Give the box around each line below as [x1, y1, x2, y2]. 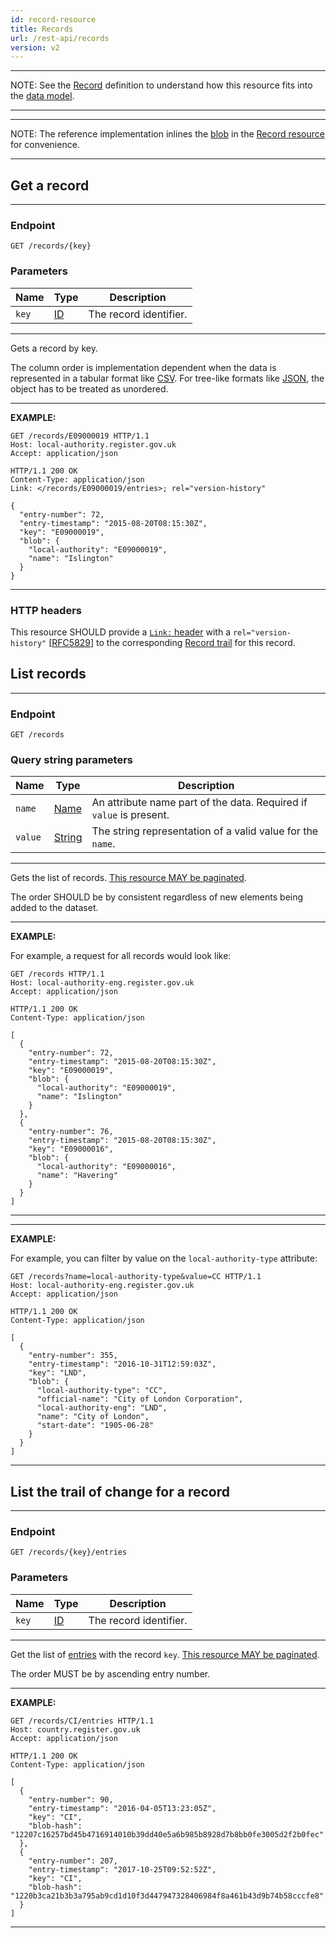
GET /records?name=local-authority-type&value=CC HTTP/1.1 [10, 1272, 262, 1282]
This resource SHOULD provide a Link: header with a [10, 626, 231, 638]
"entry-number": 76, [28, 1127, 114, 1137]
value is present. [91, 808, 170, 822]
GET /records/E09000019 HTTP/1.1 [10, 431, 150, 441]
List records [10, 666, 87, 683]
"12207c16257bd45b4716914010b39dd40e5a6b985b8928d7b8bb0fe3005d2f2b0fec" [10, 1829, 325, 1840]
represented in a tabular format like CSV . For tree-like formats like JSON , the [10, 372, 325, 384]
